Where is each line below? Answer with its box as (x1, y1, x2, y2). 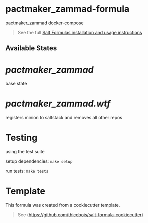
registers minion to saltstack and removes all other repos (5, 115, 123, 121)
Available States (5, 44, 57, 53)
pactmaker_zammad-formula (5, 3, 130, 15)
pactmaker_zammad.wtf (5, 98, 111, 109)
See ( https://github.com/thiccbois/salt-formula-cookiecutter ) (17, 212, 144, 218)
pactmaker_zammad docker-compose (5, 20, 84, 26)
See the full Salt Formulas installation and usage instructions (17, 29, 142, 35)
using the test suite (5, 149, 45, 155)
